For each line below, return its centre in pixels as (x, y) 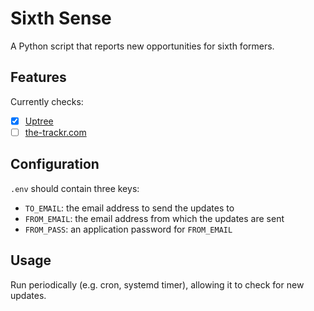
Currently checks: (47, 101)
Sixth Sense (61, 18)
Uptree (39, 121)
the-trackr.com (55, 132)
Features (38, 77)
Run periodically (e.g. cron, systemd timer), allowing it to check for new (157, 284)
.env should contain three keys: (75, 188)
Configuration (55, 164)
